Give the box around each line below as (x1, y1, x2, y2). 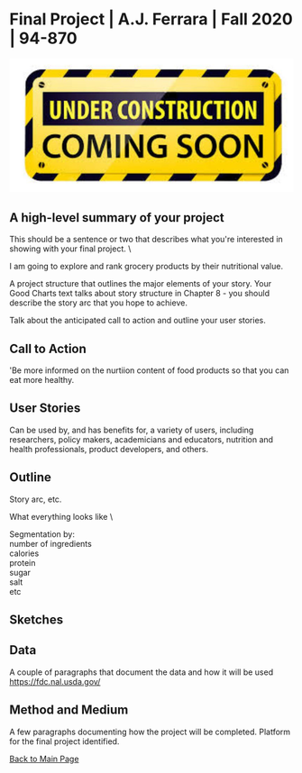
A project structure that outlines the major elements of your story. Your (9, 278, 272, 289)
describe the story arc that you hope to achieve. (9, 297, 188, 308)
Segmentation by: (9, 528, 75, 540)
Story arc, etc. (9, 494, 62, 505)
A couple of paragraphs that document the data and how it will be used (9, 667, 273, 678)
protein (9, 557, 36, 568)
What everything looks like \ (9, 511, 114, 522)
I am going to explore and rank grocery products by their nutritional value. (9, 261, 284, 272)
